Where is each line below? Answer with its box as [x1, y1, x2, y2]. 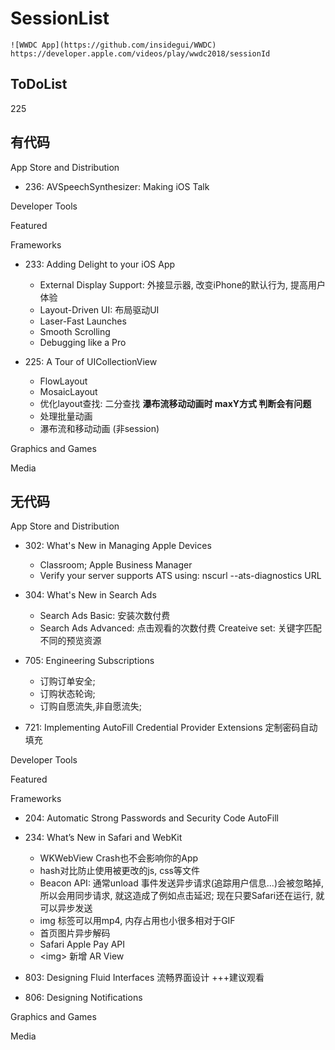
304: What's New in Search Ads [24, 589, 157, 601]
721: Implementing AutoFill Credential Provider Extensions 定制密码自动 [24, 722, 318, 734]
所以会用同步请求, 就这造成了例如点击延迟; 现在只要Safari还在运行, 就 [39, 890, 325, 902]
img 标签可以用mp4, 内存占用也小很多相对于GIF [39, 915, 236, 927]
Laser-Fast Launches [39, 315, 127, 327]
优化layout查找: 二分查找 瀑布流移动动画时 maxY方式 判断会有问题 [39, 397, 312, 409]
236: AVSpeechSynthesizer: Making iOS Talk [24, 180, 210, 192]
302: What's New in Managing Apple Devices [24, 540, 212, 552]
